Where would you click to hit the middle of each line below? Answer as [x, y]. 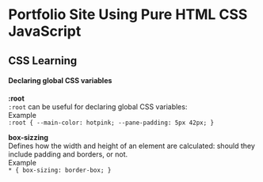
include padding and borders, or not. [68, 154]
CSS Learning [43, 61]
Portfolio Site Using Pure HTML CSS [128, 15]
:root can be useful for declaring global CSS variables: [98, 106]
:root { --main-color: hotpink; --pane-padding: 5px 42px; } [111, 123]
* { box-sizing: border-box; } [60, 170]
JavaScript [45, 31]
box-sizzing [29, 137]
